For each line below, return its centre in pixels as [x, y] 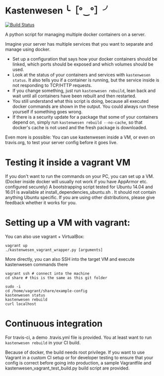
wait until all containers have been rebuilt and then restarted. [74, 96]
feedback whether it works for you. [41, 203]
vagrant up [16, 245]
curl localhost [21, 304]
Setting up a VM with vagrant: [68, 223]
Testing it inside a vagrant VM [68, 163]
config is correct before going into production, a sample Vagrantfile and [78, 363]
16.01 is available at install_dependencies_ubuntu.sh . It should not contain [81, 192]
